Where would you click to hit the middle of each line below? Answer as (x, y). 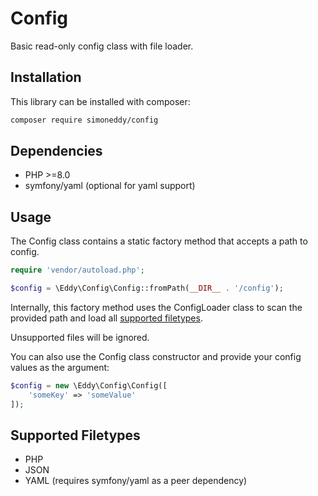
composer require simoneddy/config (84, 120)
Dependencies (56, 151)
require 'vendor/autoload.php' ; (77, 270)
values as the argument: (60, 367)
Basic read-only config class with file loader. (102, 46)
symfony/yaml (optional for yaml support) (110, 186)
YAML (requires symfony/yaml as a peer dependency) (136, 481)
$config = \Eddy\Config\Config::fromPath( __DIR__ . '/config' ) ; (147, 288)
